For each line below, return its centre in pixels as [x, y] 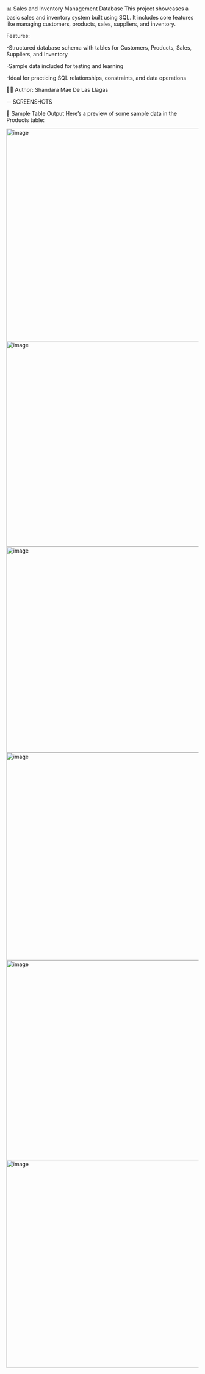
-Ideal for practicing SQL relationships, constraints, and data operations [96, 78]
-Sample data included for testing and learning [65, 66]
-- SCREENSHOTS [30, 102]
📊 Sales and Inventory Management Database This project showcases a [98, 9]
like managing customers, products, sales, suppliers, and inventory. [91, 24]
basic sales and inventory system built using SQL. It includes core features [100, 17]
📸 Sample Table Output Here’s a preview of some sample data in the [92, 113]
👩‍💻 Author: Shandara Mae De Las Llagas [57, 90]
